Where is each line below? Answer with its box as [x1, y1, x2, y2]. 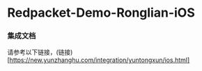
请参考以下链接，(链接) [7, 48, 73, 56]
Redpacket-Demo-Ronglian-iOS [7, 5, 195, 21]
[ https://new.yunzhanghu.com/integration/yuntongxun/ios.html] [7, 56, 190, 64]
